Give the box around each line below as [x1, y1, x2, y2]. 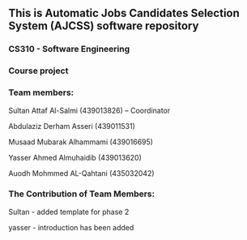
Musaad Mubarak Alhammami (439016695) [8, 137, 154, 147]
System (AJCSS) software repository [8, 19, 199, 33]
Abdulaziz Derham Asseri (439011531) [8, 121, 136, 131]
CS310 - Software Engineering [8, 44, 130, 55]
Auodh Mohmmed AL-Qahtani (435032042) [8, 168, 155, 178]
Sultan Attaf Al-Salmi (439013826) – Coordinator [8, 105, 171, 115]
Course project [8, 65, 69, 76]
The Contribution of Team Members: [8, 188, 155, 199]
